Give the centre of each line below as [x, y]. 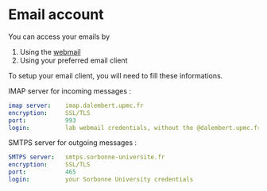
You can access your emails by [59, 36]
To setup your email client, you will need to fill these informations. [116, 75]
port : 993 [43, 120]
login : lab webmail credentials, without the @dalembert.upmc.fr [135, 128]
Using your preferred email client [74, 60]
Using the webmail [50, 52]
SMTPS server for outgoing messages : [73, 143]
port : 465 [43, 172]
